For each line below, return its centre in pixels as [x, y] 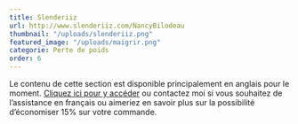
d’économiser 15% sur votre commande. [83, 112]
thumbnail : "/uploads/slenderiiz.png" [81, 34]
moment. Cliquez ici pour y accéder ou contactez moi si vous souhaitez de [146, 93]
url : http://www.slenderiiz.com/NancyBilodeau [97, 26]
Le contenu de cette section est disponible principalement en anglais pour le [149, 84]
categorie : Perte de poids [59, 50]
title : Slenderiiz [43, 17]
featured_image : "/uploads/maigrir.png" [85, 42]
